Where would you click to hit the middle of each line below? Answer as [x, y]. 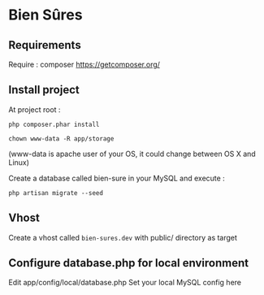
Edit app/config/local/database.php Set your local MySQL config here [125, 283]
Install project [44, 90]
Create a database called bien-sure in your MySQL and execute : [117, 178]
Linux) [19, 162]
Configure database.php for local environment [129, 263]
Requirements [45, 45]
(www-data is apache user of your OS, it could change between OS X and [132, 154]
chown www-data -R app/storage [61, 139]
